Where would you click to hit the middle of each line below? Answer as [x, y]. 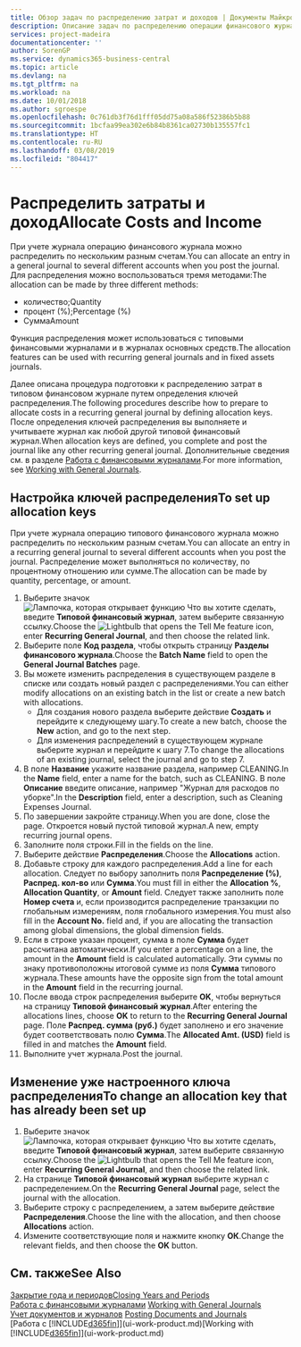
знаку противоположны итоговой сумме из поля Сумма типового [149, 968]
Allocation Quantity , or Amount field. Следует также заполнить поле [153, 892]
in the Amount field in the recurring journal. [103, 988]
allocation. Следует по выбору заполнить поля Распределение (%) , [152, 873]
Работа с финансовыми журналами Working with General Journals [136, 1304]
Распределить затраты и [108, 203]
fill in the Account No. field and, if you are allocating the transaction [148, 921]
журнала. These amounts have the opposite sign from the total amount [153, 978]
